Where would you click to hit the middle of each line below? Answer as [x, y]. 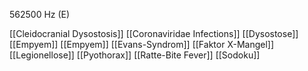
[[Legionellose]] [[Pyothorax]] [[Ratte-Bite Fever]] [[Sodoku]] [135, 55]
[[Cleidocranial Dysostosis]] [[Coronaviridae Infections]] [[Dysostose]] [154, 33]
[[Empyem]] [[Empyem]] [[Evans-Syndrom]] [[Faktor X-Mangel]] [142, 44]
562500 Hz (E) [40, 14]
